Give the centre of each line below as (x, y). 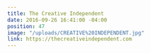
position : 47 (26, 26)
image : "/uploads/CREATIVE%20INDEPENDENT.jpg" (76, 33)
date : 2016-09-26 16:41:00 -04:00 (57, 20)
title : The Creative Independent (56, 13)
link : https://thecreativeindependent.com (70, 39)
